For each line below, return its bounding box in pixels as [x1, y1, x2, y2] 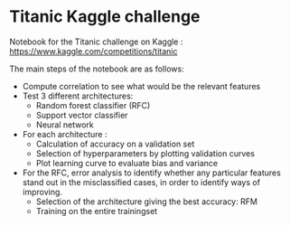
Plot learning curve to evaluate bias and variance [35, 157, 219, 168]
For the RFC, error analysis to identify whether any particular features [22, 167, 282, 178]
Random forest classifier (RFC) [35, 99, 151, 110]
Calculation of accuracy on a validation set [35, 138, 195, 149]
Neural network [35, 119, 95, 130]
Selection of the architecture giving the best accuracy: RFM [35, 196, 257, 207]
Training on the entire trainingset [35, 205, 158, 216]
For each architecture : [22, 128, 108, 139]
